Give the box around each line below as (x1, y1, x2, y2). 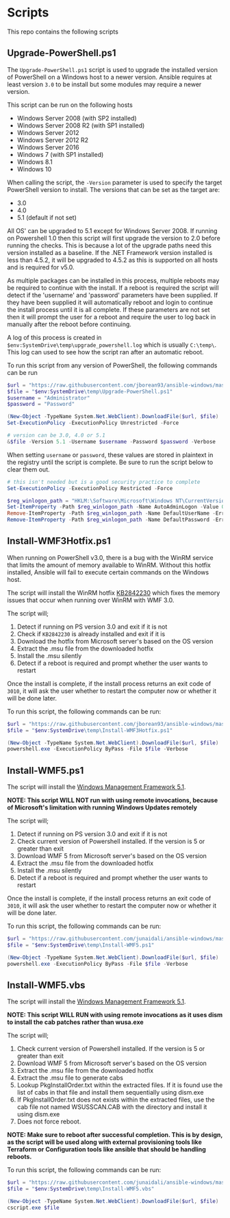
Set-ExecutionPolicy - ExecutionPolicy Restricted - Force (7, 485, 173, 491)
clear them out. (7, 465, 50, 474)
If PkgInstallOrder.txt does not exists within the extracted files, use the (16, 1095, 216, 1104)
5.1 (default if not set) (16, 213, 77, 221)
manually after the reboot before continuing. (7, 320, 132, 328)
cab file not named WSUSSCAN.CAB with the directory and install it (16, 1103, 207, 1111)
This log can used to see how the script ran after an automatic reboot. (7, 348, 204, 356)
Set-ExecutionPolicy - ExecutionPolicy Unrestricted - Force (7, 419, 179, 426)
